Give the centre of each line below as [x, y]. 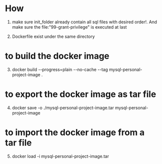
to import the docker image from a [75, 132]
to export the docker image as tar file [81, 94]
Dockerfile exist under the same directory [53, 36]
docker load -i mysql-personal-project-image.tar [60, 156]
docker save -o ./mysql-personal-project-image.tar [63, 108]
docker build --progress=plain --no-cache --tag [60, 69]
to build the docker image [57, 56]
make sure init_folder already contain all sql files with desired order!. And [84, 22]
